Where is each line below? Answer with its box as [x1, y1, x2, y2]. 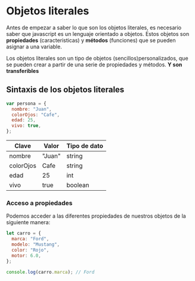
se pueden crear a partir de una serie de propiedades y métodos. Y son [6, 61, 182, 68]
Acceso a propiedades [6, 198, 73, 207]
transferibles [6, 67, 39, 74]
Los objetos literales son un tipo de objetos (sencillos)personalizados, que [6, 54, 189, 62]
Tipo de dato [66, 142, 103, 150]
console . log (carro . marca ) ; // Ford [6, 269, 95, 275]
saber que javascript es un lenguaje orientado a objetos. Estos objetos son [6, 30, 190, 37]
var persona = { [6, 100, 47, 106]
